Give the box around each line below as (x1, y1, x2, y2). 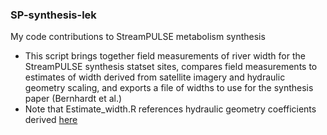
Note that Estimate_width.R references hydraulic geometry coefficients (24, 103, 317, 115)
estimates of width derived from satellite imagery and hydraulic (24, 71, 286, 83)
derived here (24, 114, 78, 126)
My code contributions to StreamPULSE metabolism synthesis (10, 31, 266, 43)
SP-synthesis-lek (10, 8, 97, 22)
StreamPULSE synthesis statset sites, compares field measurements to (24, 61, 318, 73)
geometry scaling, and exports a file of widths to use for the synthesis (24, 82, 314, 94)
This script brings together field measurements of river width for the (24, 50, 306, 62)
